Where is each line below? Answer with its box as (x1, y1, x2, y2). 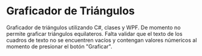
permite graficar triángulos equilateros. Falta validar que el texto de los (6, 30, 183, 37)
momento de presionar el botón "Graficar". (6, 43, 112, 50)
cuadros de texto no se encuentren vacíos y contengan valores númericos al (6, 36, 197, 43)
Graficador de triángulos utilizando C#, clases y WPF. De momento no (6, 24, 181, 31)
